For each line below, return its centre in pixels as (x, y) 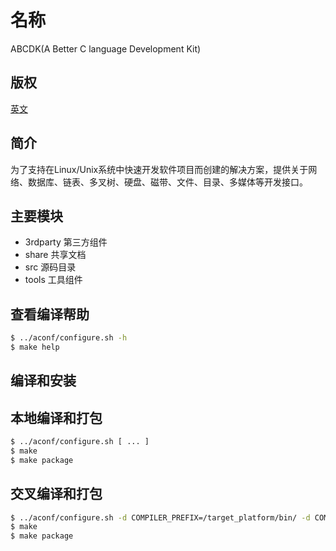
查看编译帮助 (50, 314)
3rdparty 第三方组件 (66, 242)
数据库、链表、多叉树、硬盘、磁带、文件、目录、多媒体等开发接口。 (167, 182)
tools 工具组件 (53, 280)
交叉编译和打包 (56, 494)
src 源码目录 (50, 267)
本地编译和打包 (56, 417)
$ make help (35, 347)
